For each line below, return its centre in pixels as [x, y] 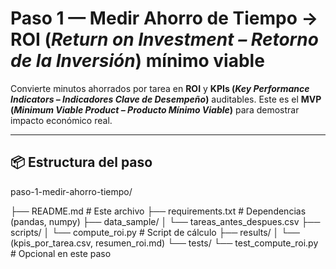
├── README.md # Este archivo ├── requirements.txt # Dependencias [158, 211]
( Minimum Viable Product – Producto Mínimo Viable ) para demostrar [155, 109]
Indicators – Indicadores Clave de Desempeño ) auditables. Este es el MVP [166, 99]
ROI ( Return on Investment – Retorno [164, 39]
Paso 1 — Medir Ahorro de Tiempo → [164, 18]
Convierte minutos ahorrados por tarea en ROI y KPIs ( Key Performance [160, 88]
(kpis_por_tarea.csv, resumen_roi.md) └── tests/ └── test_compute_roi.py [164, 243]
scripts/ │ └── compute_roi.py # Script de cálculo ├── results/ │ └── [155, 232]
